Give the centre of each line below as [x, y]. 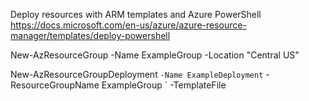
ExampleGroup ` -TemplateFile [164, 85]
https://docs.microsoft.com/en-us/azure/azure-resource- [128, 25]
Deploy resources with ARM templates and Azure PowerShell [136, 14]
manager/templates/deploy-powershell [90, 35]
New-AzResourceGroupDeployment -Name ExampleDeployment [137, 74]
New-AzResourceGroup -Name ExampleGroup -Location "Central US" [155, 55]
